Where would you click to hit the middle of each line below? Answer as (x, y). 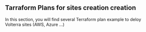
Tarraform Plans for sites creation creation (71, 8)
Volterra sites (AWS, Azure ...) (35, 24)
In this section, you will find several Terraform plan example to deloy (73, 19)
